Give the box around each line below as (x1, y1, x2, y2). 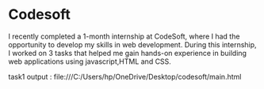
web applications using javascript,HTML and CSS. (8, 57, 172, 66)
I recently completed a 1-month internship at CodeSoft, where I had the (8, 32, 240, 41)
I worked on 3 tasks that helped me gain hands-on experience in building (8, 48, 247, 57)
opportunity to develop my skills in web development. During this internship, (8, 39, 257, 49)
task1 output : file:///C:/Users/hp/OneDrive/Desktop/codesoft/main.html (8, 72, 242, 81)
